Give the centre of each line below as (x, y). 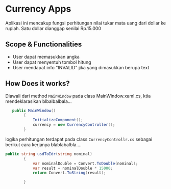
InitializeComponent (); (58, 120)
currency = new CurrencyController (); (74, 125)
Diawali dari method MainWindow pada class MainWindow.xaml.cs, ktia (78, 96)
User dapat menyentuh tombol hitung (52, 62)
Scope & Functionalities (44, 45)
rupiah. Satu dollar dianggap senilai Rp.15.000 (53, 28)
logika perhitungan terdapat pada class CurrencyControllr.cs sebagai (79, 139)
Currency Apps (38, 9)
